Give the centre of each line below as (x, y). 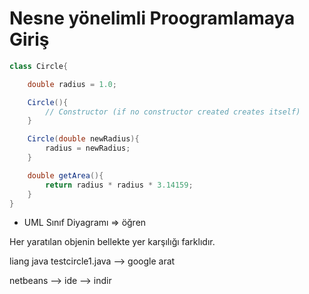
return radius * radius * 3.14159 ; (119, 185)
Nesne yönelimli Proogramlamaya (152, 18)
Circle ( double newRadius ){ (83, 139)
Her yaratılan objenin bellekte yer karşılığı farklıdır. (112, 242)
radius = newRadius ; (88, 148)
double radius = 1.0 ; (72, 84)
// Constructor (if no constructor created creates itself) (173, 112)
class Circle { (39, 66)
